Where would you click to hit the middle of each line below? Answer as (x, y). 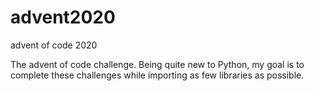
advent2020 (63, 17)
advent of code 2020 (54, 45)
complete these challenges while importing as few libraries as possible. (157, 75)
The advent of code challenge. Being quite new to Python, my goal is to (157, 64)
